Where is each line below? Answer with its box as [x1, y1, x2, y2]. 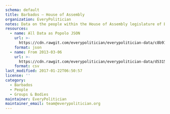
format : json [14, 45, 42, 50]
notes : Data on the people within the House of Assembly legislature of [5, 21, 162, 27]
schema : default [5, 7, 39, 13]
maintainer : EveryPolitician [5, 96, 67, 101]
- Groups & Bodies [10, 92, 49, 97]
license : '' [5, 73, 30, 78]
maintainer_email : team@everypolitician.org [5, 101, 101, 106]
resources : [5, 26, 28, 31]
